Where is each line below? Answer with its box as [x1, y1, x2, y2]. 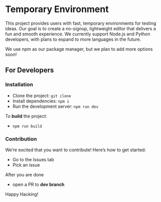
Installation [5, 81, 34, 88]
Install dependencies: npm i [12, 98, 69, 104]
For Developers [5, 66, 54, 75]
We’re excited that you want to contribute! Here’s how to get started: [5, 147, 146, 153]
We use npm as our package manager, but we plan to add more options [5, 46, 153, 52]
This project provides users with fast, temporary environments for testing [5, 20, 156, 26]
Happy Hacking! [5, 191, 39, 197]
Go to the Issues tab [12, 156, 54, 162]
